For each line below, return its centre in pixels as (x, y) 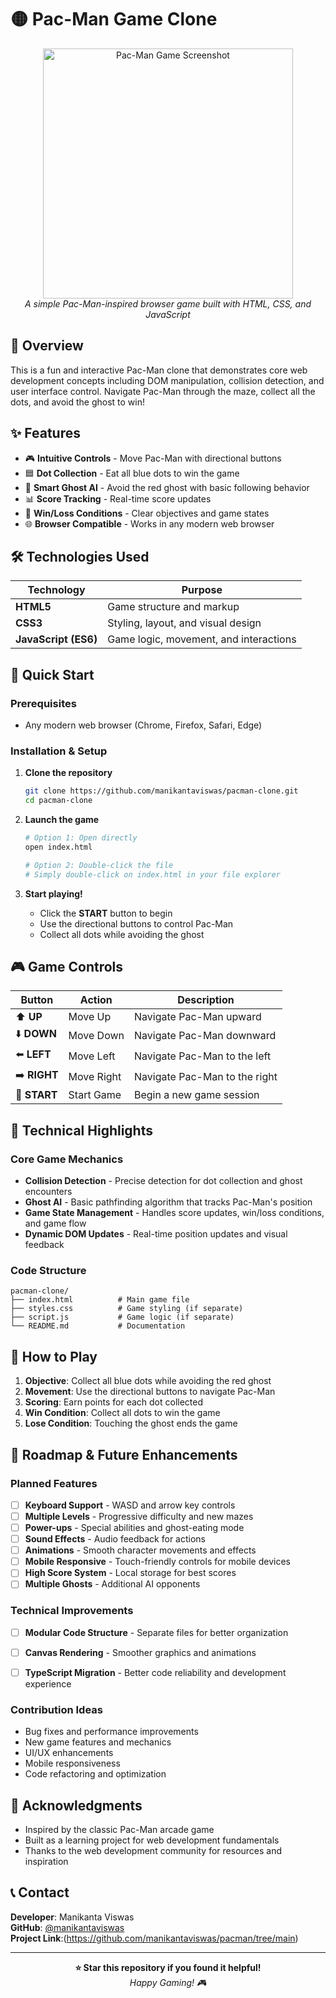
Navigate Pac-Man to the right (206, 1076)
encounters (48, 1192)
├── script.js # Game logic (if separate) (122, 1317)
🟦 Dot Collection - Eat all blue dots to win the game (132, 473)
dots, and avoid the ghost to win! (78, 402)
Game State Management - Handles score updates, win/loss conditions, (174, 1213)
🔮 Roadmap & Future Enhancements (124, 1454)
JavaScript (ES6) (56, 639)
